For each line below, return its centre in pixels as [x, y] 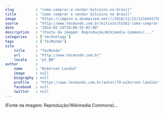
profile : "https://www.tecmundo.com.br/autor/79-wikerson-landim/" [87, 82]
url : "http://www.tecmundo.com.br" [58, 55]
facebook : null [31, 87]
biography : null [31, 78]
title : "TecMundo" [38, 50]
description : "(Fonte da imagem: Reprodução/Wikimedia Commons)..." [79, 32]
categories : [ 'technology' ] [38, 37]
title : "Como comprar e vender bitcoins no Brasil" [69, 14]
